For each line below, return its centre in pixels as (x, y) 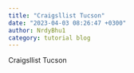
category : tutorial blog (49, 38)
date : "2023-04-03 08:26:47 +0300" (67, 23)
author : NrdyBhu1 (37, 30)
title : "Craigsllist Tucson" (57, 15)
